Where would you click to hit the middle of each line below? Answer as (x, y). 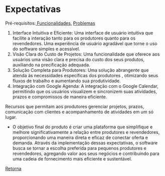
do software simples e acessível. (46, 49)
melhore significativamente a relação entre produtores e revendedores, (86, 132)
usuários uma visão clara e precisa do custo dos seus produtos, (78, 59)
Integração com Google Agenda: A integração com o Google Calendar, (86, 86)
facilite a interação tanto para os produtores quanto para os (74, 38)
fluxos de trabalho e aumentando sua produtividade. (67, 81)
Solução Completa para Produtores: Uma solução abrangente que (80, 70)
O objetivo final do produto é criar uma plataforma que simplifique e (82, 127)
